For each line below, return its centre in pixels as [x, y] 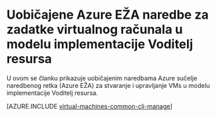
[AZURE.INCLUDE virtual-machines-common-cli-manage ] [90, 106]
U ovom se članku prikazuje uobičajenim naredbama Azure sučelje [102, 78]
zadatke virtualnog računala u [95, 29]
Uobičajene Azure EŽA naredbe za [108, 15]
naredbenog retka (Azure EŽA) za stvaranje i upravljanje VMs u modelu [108, 85]
